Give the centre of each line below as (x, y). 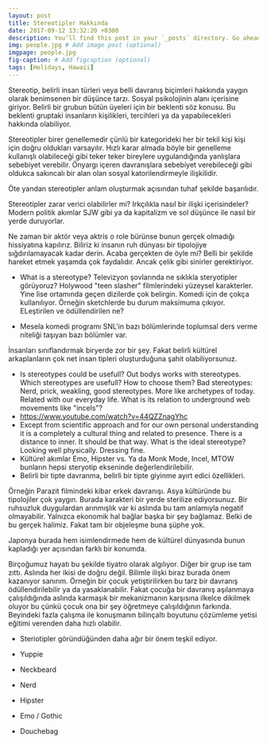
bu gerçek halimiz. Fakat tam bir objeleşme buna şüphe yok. (106, 524)
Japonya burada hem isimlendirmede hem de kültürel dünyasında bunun (127, 540)
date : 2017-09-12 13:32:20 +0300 (64, 30)
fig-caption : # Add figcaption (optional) (79, 60)
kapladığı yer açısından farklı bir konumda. (77, 548)
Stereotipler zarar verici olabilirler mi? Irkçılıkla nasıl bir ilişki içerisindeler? (128, 204)
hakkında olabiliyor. (40, 123)
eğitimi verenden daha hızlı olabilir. (65, 623)
